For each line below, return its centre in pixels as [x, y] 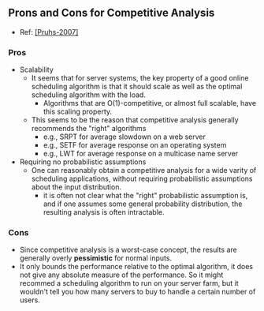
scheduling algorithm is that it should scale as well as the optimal [137, 87]
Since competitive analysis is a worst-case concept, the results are [128, 250]
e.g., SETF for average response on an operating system [135, 145]
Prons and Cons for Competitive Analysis [112, 13]
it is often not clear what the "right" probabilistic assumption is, [145, 196]
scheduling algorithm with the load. [88, 95]
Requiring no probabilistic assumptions [83, 162]
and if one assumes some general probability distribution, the [143, 204]
